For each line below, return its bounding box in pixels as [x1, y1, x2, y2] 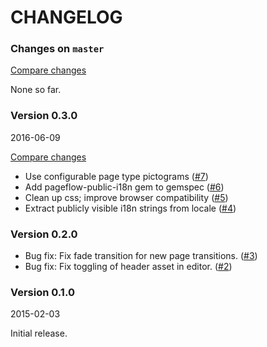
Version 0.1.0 [10, 286, 75, 299]
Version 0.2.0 [10, 227, 78, 241]
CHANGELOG [10, 6, 123, 29]
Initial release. [10, 327, 68, 340]
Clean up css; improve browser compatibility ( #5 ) [24, 191, 229, 203]
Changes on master [10, 42, 105, 56]
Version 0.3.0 [10, 109, 78, 123]
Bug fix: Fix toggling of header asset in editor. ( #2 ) [24, 261, 233, 273]
